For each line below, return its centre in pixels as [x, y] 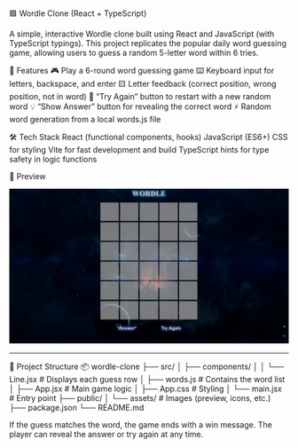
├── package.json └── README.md [77, 407]
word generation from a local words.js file [85, 119]
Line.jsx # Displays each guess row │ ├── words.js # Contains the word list [147, 379]
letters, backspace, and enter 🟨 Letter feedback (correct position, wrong [143, 84]
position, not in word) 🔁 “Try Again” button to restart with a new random [140, 96]
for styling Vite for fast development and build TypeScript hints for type [139, 149]
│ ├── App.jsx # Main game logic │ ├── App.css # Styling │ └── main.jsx [145, 389]
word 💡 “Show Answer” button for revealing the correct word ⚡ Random [141, 106]
